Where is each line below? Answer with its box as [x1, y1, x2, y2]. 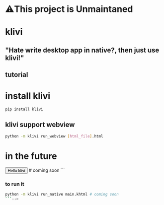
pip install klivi [5, 107, 43, 112]
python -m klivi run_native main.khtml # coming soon [5, 192, 119, 197]
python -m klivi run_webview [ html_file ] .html [5, 134, 103, 138]
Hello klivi [7, 168, 26, 173]
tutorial [5, 70, 28, 79]
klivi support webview [5, 121, 75, 129]
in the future [5, 150, 57, 162]
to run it [5, 180, 25, 187]
